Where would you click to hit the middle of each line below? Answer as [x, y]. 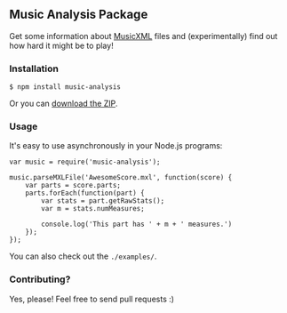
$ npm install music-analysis [65, 87]
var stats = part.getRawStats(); [103, 201]
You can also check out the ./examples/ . [83, 256]
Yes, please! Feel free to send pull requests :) [92, 299]
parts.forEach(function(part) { [85, 193]
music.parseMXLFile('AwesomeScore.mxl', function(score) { [121, 178]
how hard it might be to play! [61, 45]
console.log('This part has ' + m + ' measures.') [137, 225]
